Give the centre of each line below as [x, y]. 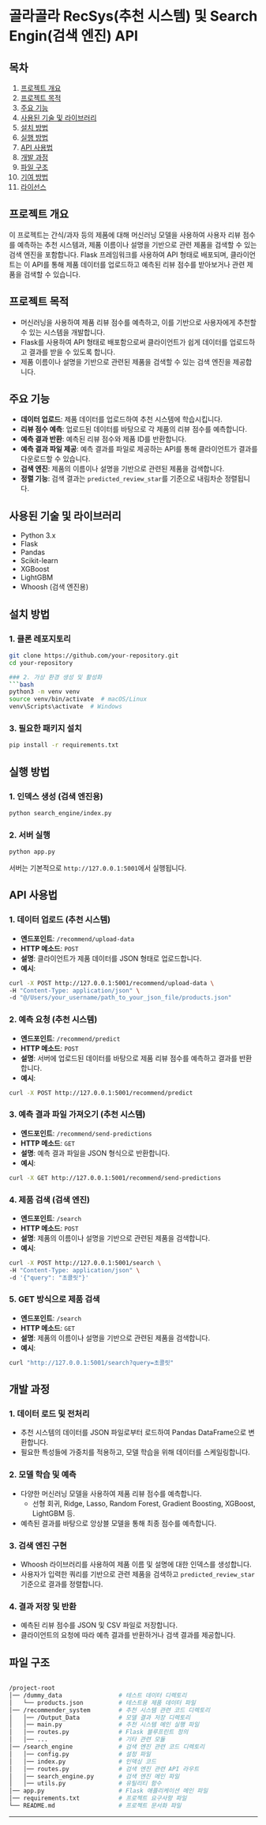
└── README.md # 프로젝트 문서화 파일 [96, 1806]
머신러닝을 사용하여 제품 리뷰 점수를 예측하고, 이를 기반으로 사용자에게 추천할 [139, 322]
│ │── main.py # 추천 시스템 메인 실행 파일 [104, 1725]
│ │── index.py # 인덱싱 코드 [83, 1761]
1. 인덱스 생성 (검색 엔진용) [56, 796]
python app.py [32, 852]
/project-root [32, 1688]
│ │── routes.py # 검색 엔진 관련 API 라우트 [104, 1769]
